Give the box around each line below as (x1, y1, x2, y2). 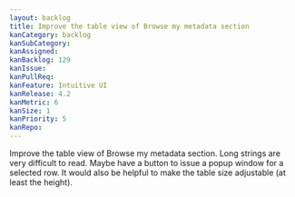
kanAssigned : (9, 47, 59, 56)
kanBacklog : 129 (9, 55, 71, 64)
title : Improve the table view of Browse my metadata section (9, 22, 250, 31)
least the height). (9, 177, 73, 187)
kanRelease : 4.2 (9, 89, 71, 98)
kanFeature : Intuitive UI (9, 81, 107, 90)
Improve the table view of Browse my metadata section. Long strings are (9, 148, 281, 159)
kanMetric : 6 (9, 97, 59, 107)
